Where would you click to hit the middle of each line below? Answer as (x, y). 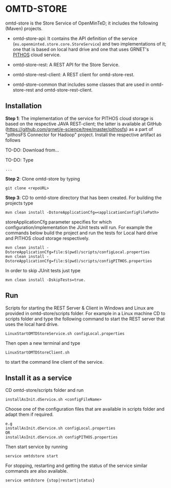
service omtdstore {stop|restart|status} (50, 481)
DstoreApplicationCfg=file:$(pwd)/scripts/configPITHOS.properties (79, 261)
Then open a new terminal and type (43, 343)
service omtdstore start (32, 456)
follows (13, 140)
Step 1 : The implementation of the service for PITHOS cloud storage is (79, 118)
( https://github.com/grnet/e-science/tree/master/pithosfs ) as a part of (79, 129)
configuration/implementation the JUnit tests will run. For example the (79, 227)
